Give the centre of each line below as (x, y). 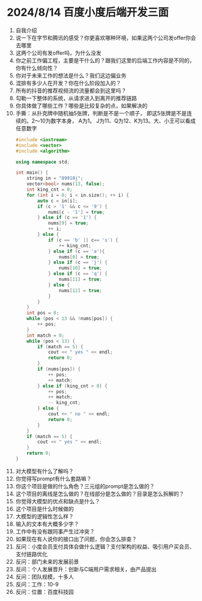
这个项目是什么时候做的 (44, 509)
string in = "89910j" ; (55, 179)
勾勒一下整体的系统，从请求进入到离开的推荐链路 (76, 98)
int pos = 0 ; (43, 313)
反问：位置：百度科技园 (44, 591)
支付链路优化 (31, 554)
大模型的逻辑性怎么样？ (44, 516)
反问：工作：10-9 (37, 584)
